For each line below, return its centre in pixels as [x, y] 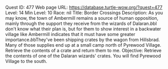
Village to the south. [26, 61]
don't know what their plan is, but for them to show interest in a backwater [83, 29]
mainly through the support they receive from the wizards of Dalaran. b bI [81, 23]
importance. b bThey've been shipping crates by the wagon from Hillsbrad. [83, 40]
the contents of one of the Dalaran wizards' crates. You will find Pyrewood [83, 56]
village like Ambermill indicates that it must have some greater [70, 34]
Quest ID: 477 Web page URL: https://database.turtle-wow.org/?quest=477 [84, 7]
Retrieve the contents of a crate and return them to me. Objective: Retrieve [83, 50]
